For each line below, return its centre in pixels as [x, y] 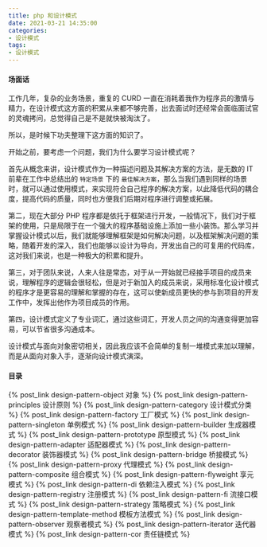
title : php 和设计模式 [43, 16]
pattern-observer [37, 524]
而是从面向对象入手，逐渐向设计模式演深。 [78, 356]
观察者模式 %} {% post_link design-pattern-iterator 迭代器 [161, 524]
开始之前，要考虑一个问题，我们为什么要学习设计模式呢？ [102, 152]
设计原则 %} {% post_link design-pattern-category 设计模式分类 [147, 405]
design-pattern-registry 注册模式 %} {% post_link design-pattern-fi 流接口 [130, 494]
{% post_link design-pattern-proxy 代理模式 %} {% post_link [107, 465]
